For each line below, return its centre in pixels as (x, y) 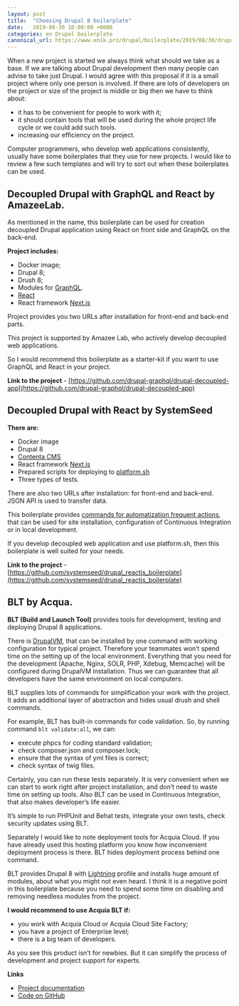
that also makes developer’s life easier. (64, 802)
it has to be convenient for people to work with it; (90, 112)
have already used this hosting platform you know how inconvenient (107, 844)
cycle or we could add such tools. (67, 127)
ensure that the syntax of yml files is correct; (83, 758)
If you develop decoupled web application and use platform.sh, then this (113, 543)
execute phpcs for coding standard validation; (85, 743)
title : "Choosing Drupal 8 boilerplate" (70, 21)
